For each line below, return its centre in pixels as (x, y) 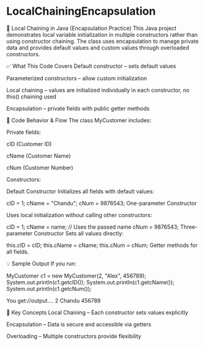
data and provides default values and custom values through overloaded (98, 48)
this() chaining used (32, 97)
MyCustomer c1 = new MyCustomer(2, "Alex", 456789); (76, 276)
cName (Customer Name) (39, 156)
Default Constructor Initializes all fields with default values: (80, 191)
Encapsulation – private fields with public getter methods (78, 108)
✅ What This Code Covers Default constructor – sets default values (91, 66)
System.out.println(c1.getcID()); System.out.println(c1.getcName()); (91, 282)
